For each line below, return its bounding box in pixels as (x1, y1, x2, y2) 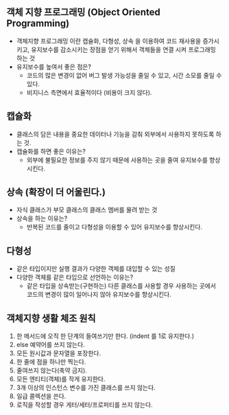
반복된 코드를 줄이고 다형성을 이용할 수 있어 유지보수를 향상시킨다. (26, 223, 203, 232)
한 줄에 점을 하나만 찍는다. (16, 358, 86, 366)
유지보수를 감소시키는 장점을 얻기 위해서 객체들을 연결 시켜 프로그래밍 (31, 45, 217, 54)
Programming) (6, 18, 70, 30)
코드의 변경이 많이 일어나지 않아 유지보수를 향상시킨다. (26, 291, 172, 299)
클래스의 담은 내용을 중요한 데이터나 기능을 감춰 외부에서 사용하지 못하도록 (16, 130, 215, 138)
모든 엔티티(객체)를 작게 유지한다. (16, 375, 106, 383)
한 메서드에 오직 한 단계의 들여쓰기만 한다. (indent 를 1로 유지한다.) (16, 332, 195, 340)
